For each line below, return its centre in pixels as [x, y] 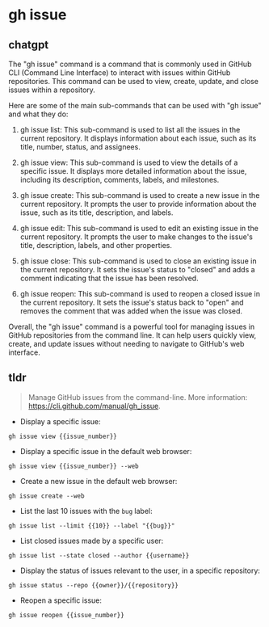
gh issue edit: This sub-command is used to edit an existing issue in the [139, 228]
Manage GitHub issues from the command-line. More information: [138, 397]
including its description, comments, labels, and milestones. [120, 180]
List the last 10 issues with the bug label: [86, 511]
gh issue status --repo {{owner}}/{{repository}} [94, 585]
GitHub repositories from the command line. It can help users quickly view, [132, 335]
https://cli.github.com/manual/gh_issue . [94, 406]
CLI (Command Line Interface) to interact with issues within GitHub [120, 73]
